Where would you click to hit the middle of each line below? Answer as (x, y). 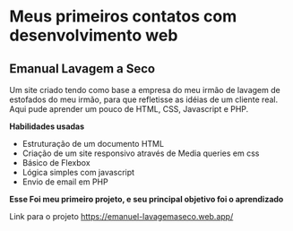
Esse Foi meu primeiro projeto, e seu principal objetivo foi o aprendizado (146, 199)
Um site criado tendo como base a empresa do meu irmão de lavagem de (145, 90)
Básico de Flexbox (56, 163)
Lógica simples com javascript (78, 172)
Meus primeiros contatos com (123, 17)
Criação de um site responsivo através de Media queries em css (141, 153)
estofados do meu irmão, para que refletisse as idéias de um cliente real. (144, 99)
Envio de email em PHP (65, 182)
